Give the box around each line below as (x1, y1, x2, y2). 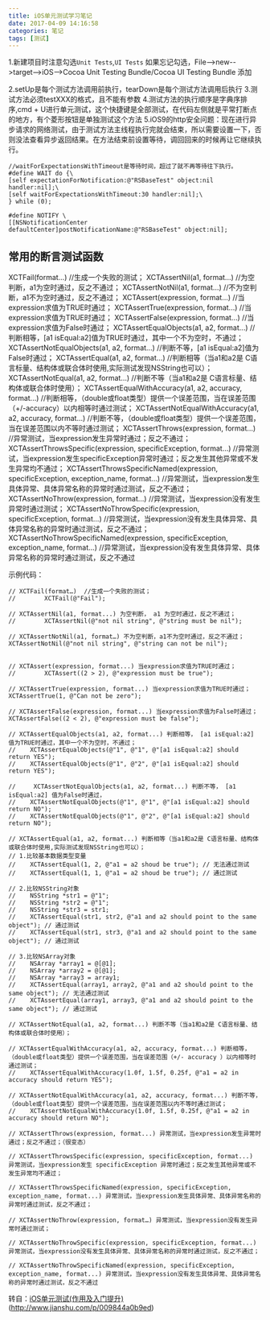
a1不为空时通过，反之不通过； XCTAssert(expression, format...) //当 (22, 293, 245, 303)
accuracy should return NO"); (8, 1114, 110, 1123)
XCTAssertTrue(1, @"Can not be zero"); (8, 692, 142, 700)
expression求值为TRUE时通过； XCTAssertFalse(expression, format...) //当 (8, 313, 255, 323)
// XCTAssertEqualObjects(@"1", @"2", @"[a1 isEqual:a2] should (8, 760, 239, 769)
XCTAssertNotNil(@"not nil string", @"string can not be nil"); (8, 640, 228, 648)
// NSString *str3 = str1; (8, 906, 110, 914)
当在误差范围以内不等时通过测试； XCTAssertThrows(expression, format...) (8, 423, 256, 433)
